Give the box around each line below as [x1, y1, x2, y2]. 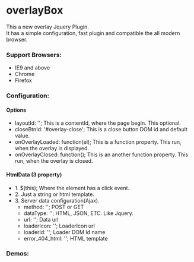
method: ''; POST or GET [23, 203, 84, 210]
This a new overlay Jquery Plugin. [6, 23, 89, 30]
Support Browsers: [6, 50, 62, 59]
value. [14, 132, 30, 140]
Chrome [14, 71, 35, 78]
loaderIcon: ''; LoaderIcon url [23, 222, 95, 229]
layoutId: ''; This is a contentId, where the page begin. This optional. [14, 119, 181, 127]
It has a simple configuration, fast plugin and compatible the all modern [6, 29, 180, 36]
